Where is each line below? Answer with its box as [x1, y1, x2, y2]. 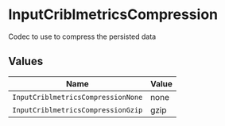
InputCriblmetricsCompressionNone [12, 93, 143, 101]
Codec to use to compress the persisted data [8, 32, 157, 41]
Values [8, 55, 44, 68]
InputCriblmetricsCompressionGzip [12, 105, 143, 114]
